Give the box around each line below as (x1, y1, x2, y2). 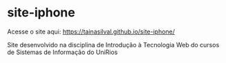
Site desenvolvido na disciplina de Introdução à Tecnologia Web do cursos (7, 40, 220, 49)
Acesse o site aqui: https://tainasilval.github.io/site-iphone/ (7, 27, 175, 36)
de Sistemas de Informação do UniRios (7, 48, 118, 56)
